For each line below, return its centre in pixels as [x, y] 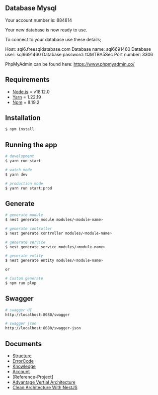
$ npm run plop [21, 283]
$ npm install [20, 129]
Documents [24, 344]
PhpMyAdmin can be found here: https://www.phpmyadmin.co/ [70, 64]
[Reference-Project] [33, 377]
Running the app [31, 145]
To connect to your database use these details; [53, 39]
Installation [23, 118]
